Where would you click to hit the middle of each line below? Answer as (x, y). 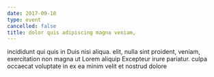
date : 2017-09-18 (32, 13)
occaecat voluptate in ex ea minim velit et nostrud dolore (87, 66)
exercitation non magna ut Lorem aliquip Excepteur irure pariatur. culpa (107, 59)
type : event (24, 20)
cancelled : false (32, 26)
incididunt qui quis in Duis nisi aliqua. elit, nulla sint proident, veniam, (104, 52)
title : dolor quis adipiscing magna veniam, (71, 32)
